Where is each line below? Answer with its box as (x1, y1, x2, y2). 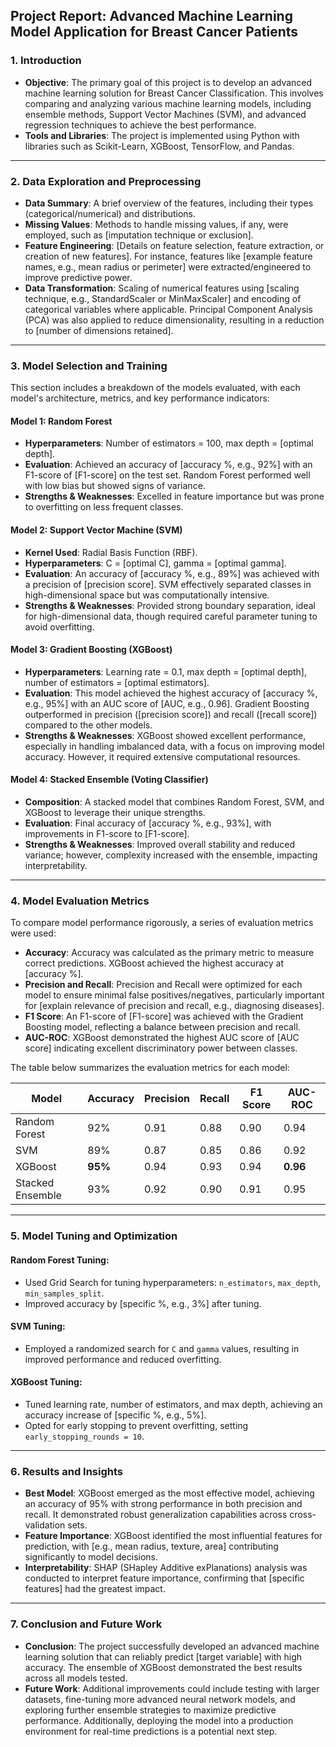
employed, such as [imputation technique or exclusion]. (24, 229, 254, 241)
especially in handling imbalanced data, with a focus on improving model (24, 740, 325, 752)
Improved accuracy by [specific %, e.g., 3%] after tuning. (24, 1297, 262, 1309)
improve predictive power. (24, 271, 133, 283)
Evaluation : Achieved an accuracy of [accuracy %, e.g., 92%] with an (24, 459, 313, 471)
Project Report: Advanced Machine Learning (10, 8, 293, 25)
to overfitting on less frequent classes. (24, 501, 184, 513)
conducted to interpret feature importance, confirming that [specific (24, 1572, 305, 1584)
